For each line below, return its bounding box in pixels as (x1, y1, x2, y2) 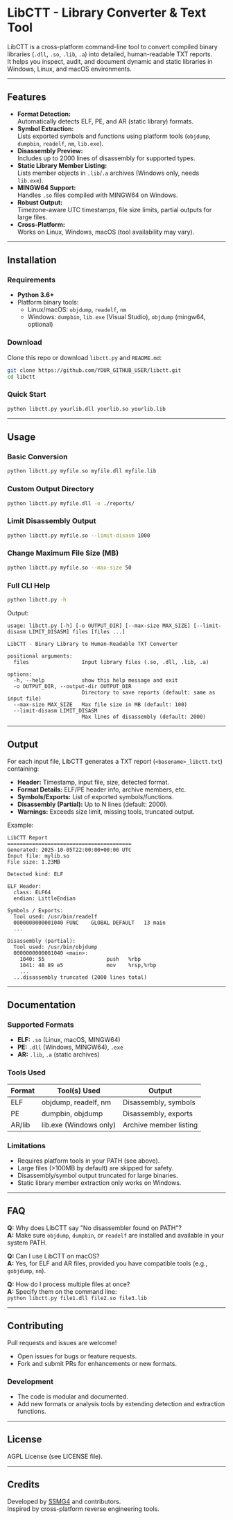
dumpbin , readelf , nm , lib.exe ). (17, 139, 104, 147)
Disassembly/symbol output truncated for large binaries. (17, 1171, 178, 1179)
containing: (7, 765, 40, 773)
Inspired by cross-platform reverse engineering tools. (7, 1504, 159, 1513)
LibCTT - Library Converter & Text (7, 5, 207, 21)
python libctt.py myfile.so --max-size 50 (7, 564, 132, 571)
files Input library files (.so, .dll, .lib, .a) (13, 658, 209, 665)
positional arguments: (7, 652, 73, 660)
